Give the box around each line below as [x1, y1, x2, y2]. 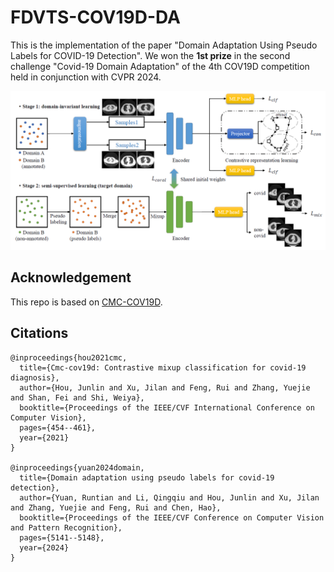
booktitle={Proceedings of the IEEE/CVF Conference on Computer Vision [19, 512, 325, 523]
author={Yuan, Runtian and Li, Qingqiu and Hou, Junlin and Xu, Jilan [19, 492, 320, 503]
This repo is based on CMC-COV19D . [10, 296, 163, 308]
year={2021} [19, 432, 70, 443]
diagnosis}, [10, 372, 60, 383]
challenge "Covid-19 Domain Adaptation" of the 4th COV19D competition [10, 60, 310, 72]
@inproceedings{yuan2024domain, [10, 462, 145, 473]
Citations [10, 325, 69, 342]
